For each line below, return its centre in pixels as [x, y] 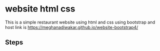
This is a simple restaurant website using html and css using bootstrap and [80, 22]
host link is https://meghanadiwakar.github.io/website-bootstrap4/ [71, 27]
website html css [40, 9]
